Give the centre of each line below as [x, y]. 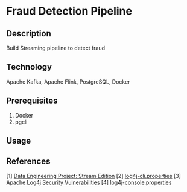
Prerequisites [32, 101]
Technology [29, 67]
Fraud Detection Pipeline [69, 11]
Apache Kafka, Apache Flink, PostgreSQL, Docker [68, 81]
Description [29, 34]
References [28, 161]
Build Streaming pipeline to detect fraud [56, 48]
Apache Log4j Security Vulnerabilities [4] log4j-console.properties [89, 182]
